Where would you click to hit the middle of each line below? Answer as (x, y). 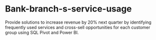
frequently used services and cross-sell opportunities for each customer (78, 27)
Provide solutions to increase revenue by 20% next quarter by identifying (78, 22)
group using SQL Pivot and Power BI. (42, 32)
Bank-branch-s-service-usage (69, 9)
